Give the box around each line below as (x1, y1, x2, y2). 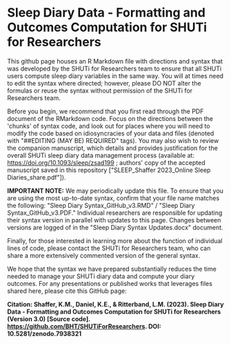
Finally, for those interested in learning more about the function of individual (7, 236, 223, 245)
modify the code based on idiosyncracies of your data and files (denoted (7, 129, 214, 137)
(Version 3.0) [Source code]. (7, 314, 91, 323)
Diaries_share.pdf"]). (7, 173, 66, 181)
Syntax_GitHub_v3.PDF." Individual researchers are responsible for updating (7, 209, 223, 217)
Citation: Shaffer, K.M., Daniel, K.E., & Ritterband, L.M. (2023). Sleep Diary (7, 300, 224, 308)
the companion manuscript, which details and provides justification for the (7, 144, 219, 152)
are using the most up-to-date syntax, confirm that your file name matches (7, 193, 220, 202)
